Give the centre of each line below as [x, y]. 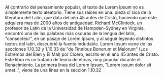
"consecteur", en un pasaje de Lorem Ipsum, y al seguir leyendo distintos [79, 39]
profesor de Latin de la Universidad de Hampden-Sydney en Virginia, [75, 28]
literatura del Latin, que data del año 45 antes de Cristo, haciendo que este [81, 18]
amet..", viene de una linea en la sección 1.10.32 [53, 70]
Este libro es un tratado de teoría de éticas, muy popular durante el [73, 59]
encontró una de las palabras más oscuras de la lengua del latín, [70, 33]
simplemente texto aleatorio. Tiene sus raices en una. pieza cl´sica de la [78, 12]
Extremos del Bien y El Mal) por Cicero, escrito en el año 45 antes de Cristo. [82, 54]
